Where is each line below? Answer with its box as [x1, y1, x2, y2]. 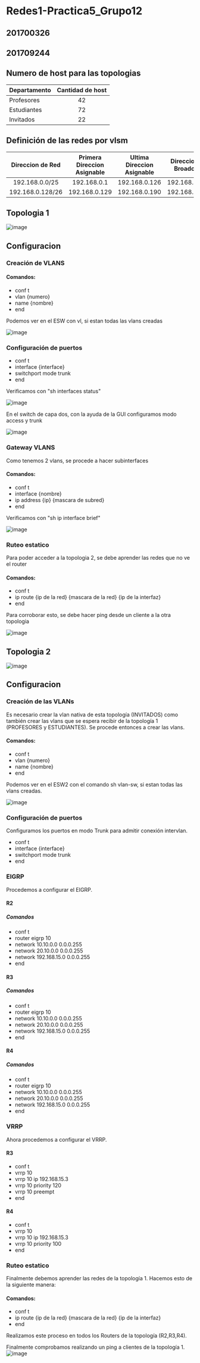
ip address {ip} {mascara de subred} [14, 496, 105, 503]
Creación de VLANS [6, 259, 65, 267]
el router [6, 560, 27, 568]
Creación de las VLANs [6, 697, 74, 706]
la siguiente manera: [6, 1281, 56, 1289]
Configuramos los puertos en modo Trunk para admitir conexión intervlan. [6, 827, 188, 834]
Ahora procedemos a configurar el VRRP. [6, 1136, 107, 1143]
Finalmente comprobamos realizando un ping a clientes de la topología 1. [6, 1343, 185, 1351]
